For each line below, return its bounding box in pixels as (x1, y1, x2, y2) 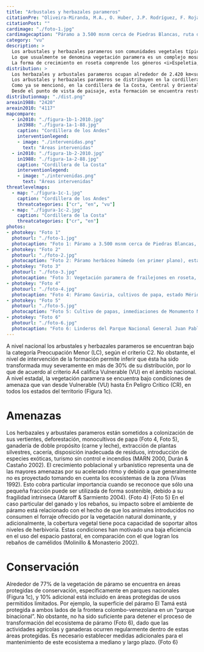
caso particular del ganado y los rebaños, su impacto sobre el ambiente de (6, 500, 194, 507)
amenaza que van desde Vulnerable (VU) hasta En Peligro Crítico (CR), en (6, 381, 191, 388)
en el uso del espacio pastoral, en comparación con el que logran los (6, 532, 179, 539)
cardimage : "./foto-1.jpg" (6, 26, 75, 32)
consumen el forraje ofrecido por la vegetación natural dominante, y (6, 513, 177, 520)
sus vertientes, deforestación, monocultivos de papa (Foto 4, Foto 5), (6, 435, 179, 443)
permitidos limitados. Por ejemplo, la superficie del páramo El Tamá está (6, 600, 187, 607)
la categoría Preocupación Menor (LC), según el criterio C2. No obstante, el (6, 349, 195, 356)
